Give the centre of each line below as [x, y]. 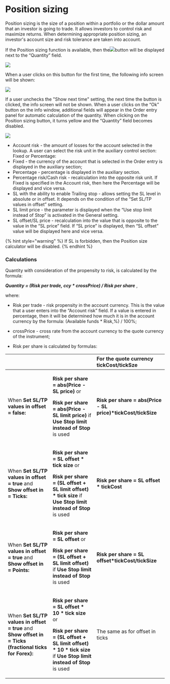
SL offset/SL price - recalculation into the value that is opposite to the [85, 220]
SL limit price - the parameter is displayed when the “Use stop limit [82, 210]
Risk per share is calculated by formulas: [55, 346]
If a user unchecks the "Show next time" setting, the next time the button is [83, 99]
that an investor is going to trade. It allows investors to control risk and [78, 28]
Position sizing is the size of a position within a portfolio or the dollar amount [85, 23]
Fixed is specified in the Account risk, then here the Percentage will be [86, 183]
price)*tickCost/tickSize [126, 413]
